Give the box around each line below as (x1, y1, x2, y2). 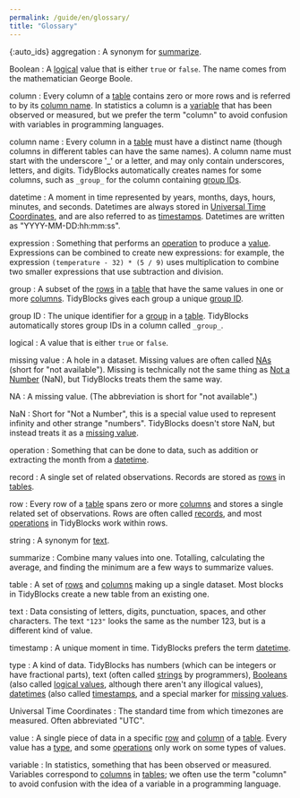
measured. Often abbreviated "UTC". (9, 715, 145, 725)
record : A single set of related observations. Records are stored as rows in (9, 471, 286, 482)
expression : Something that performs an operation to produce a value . (9, 237, 271, 248)
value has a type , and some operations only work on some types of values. (9, 742, 287, 752)
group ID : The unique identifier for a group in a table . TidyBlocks (9, 310, 249, 321)
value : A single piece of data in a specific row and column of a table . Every (9, 732, 287, 743)
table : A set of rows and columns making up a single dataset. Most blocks (9, 579, 284, 589)
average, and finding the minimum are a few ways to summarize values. (9, 562, 274, 572)
